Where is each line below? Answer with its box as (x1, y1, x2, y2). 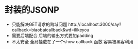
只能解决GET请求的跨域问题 (11, 21, 68, 27)
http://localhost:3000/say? (68, 21, 121, 27)
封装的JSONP (4, 4, 59, 16)
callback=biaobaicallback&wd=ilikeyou (11, 27, 89, 33)
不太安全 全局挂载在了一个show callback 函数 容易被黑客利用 (11, 38, 134, 44)
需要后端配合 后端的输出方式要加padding (11, 33, 93, 38)
